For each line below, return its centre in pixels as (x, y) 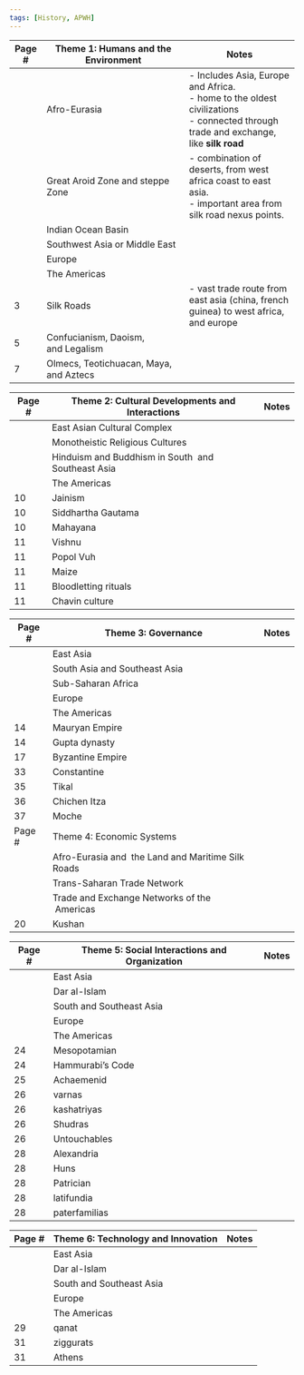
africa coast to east (230, 181)
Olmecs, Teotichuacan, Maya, (109, 363)
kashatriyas (77, 1109)
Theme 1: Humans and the (113, 48)
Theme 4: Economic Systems (115, 836)
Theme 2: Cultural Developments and (153, 400)
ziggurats (73, 1342)
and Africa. (212, 86)
